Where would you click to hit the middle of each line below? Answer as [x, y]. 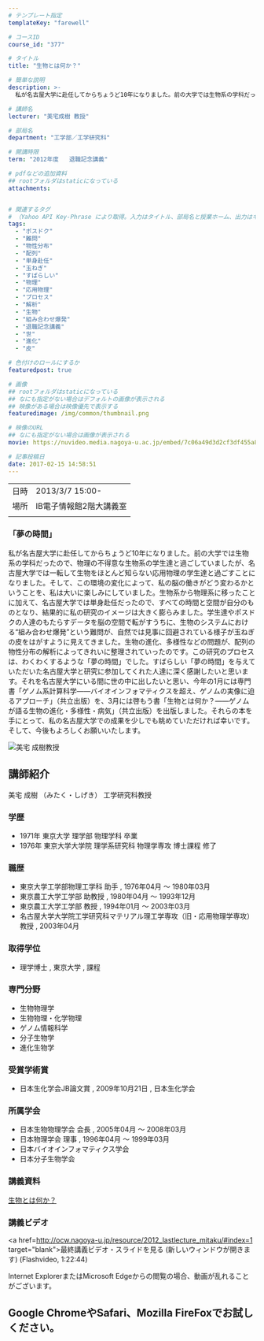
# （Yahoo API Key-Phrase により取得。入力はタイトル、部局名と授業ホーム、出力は [130, 217]
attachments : [29, 188]
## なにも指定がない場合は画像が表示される [69, 435]
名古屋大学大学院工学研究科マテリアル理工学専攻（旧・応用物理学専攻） [136, 916]
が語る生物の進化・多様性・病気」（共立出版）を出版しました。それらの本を [130, 711]
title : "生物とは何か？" [44, 66]
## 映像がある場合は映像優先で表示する [63, 407]
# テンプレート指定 [35, 15]
